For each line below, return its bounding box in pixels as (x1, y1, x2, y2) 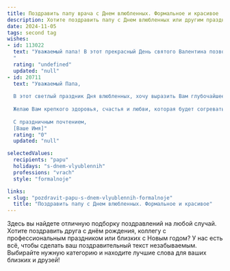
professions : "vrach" (13, 169, 75, 176)
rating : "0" (13, 131, 48, 138)
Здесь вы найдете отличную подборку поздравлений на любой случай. (7, 220, 217, 228)
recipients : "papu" (13, 156, 69, 163)
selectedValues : (7, 150, 53, 157)
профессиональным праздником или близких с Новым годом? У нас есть (7, 234, 223, 242)
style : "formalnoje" (13, 176, 72, 182)
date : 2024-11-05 (7, 23, 57, 30)
